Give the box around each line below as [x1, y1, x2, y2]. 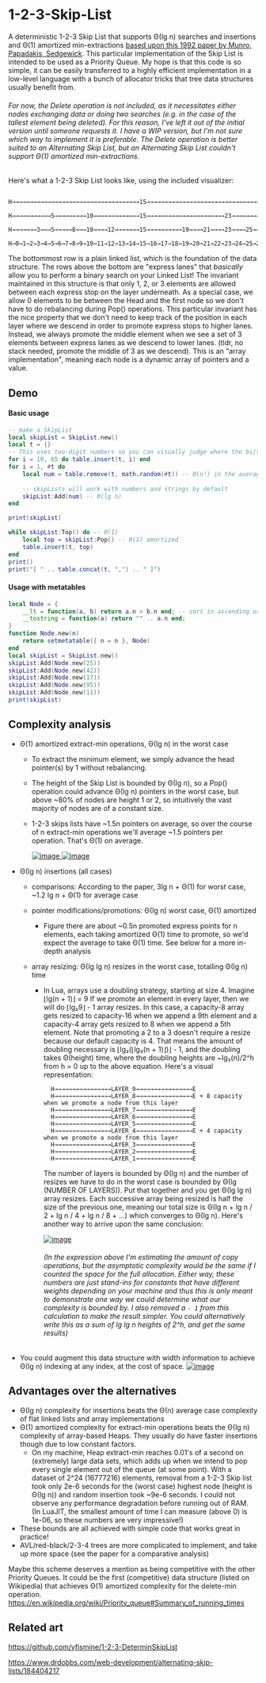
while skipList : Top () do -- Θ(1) [8, 528, 119, 536]
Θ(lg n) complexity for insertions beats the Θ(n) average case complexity [19, 1405, 258, 1415]
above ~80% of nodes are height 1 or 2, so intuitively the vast [31, 795, 232, 805]
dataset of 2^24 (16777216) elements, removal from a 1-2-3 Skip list [31, 1473, 253, 1482]
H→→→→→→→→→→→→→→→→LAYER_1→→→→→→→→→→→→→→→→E [50, 1155, 196, 1162]
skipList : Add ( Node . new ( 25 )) [8, 659, 101, 667]
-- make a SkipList [8, 426, 73, 434]
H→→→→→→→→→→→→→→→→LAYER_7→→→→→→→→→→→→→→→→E [50, 1105, 196, 1114]
